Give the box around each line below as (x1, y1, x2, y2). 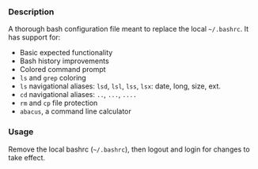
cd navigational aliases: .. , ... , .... (19, 90, 137, 100)
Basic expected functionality (19, 48, 113, 58)
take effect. (8, 152, 46, 162)
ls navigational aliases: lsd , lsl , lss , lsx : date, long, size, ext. (19, 81, 222, 91)
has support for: (8, 32, 61, 42)
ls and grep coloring (19, 73, 87, 83)
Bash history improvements (19, 56, 109, 66)
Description (8, 6, 55, 17)
